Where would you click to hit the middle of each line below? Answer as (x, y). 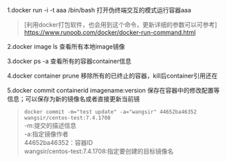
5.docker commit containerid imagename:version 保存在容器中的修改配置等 (113, 90)
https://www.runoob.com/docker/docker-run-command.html (110, 32)
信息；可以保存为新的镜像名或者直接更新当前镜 (73, 99)
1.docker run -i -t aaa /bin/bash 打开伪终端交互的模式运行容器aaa (99, 10)
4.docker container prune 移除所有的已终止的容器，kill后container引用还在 (112, 76)
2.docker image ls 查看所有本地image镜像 (66, 46)
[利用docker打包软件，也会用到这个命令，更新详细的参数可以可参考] (120, 25)
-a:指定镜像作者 (46, 134)
